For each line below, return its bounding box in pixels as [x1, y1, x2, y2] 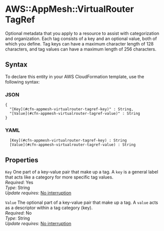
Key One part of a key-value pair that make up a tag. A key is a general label [5, 169, 159, 175]
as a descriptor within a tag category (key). [5, 205, 93, 211]
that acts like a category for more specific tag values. [5, 174, 114, 180]
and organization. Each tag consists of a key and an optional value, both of [5, 36, 157, 42]
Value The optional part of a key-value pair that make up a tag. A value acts [5, 199, 158, 206]
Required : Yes [5, 180, 34, 185]
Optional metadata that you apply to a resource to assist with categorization [5, 30, 160, 36]
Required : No [5, 210, 32, 216]
